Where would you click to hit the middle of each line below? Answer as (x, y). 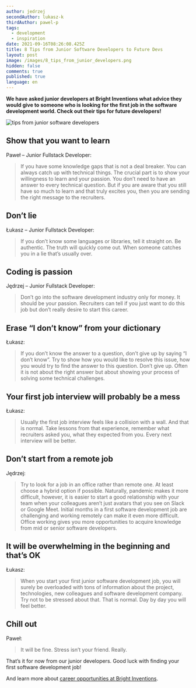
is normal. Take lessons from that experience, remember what (95, 428)
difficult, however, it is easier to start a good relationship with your (100, 497)
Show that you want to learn (58, 141)
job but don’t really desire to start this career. (74, 310)
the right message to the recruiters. (63, 197)
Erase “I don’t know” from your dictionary (83, 328)
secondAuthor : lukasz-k (35, 17)
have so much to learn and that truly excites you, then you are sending (105, 191)
